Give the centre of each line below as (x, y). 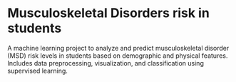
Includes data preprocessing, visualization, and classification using (106, 63)
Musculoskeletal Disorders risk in (109, 13)
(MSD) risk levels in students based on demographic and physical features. (118, 56)
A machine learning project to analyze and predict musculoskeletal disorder (118, 48)
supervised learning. (37, 71)
